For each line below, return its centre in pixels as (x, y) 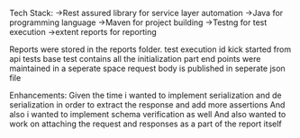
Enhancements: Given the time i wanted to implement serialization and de (145, 95)
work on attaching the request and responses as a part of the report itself (145, 124)
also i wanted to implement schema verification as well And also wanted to (148, 114)
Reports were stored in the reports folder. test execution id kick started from (150, 49)
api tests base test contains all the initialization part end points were (135, 59)
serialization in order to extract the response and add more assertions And (147, 105)
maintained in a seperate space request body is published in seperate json (147, 68)
